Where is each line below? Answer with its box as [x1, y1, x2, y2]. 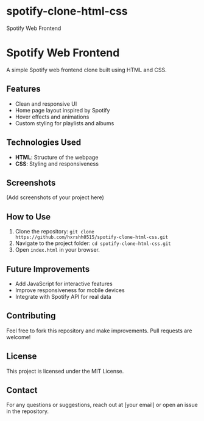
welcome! [6, 333, 31, 340]
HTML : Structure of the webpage [15, 153, 99, 161]
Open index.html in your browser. [15, 246, 100, 254]
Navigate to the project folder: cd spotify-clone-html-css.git [15, 240, 172, 247]
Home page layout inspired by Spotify [15, 106, 110, 114]
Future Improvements [6, 264, 90, 274]
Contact [6, 385, 38, 395]
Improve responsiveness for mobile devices [15, 286, 125, 294]
